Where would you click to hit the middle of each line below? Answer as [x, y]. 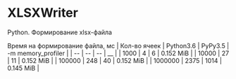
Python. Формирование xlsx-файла [60, 32]
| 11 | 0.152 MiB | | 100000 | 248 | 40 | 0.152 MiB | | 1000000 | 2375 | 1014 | [114, 60]
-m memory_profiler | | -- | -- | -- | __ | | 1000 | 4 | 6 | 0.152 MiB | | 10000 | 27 [118, 53]
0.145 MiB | [24, 68]
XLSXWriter [43, 13]
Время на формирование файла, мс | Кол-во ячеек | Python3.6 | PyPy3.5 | [118, 45]
